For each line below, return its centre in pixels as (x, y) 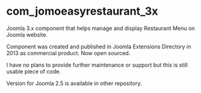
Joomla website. (27, 34)
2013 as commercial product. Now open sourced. (68, 53)
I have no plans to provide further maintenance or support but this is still (97, 65)
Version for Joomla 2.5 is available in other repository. (74, 83)
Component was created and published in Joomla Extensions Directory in (99, 46)
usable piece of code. (34, 71)
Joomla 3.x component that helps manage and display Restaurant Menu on (101, 28)
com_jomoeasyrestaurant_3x (82, 11)
